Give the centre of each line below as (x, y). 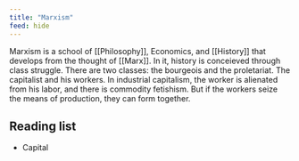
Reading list (43, 126)
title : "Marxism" (42, 17)
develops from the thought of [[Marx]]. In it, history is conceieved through (145, 60)
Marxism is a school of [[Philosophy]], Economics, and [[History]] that (137, 51)
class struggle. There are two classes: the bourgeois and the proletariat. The (150, 70)
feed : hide (29, 26)
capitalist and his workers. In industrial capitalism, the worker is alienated (144, 79)
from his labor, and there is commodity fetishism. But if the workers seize (144, 89)
